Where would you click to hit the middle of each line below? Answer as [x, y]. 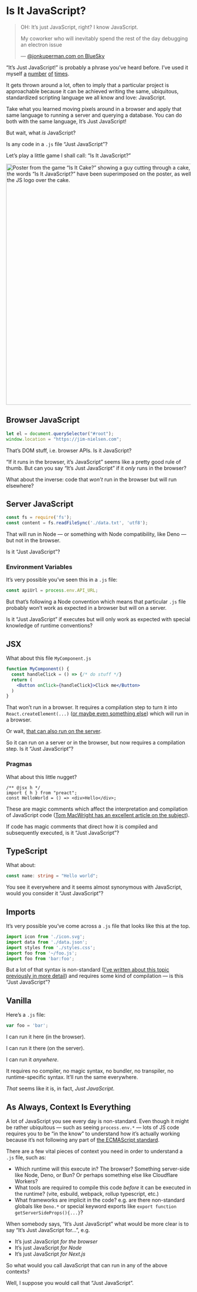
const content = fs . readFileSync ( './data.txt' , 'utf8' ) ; [77, 523]
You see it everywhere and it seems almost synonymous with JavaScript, [94, 887]
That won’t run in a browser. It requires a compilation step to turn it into [92, 707]
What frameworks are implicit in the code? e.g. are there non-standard [100, 1200]
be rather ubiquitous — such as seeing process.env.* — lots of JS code [93, 1127]
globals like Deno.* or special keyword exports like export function [96, 1206]
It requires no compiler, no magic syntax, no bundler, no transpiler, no [90, 1071]
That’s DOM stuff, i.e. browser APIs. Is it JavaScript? [69, 450]
